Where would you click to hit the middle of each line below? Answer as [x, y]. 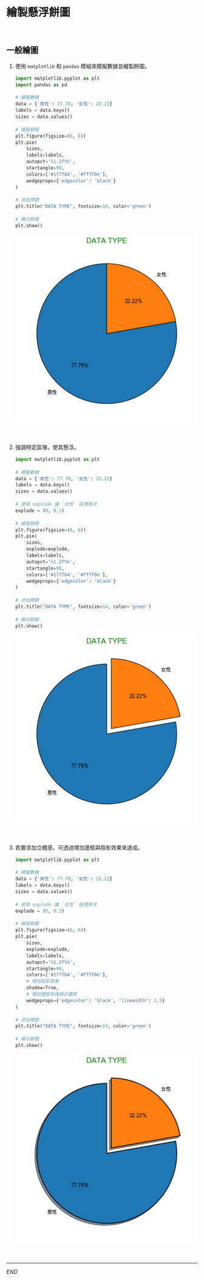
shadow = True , [43, 988]
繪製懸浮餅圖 [39, 12]
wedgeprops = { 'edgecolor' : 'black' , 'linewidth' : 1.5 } [96, 1000]
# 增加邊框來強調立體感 [52, 994]
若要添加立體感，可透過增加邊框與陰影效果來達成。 [79, 847]
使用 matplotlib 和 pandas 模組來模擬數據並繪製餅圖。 [83, 66]
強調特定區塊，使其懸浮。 [47, 447]
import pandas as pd [41, 85]
